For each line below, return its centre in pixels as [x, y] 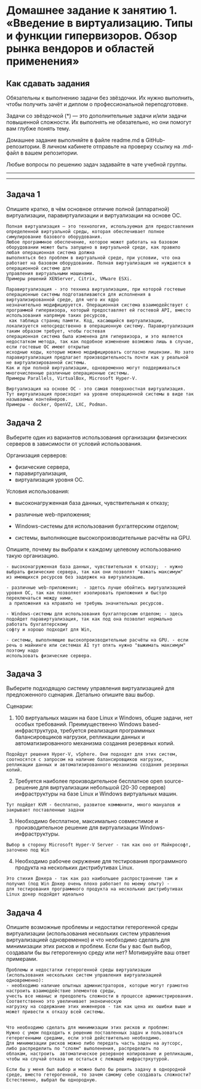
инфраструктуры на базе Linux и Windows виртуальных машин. [96, 794]
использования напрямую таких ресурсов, [57, 315]
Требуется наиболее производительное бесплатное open [89, 781]
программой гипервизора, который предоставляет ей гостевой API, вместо [99, 310]
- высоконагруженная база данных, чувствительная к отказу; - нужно [95, 567]
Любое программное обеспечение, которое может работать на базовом [92, 242]
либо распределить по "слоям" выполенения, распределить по [83, 1049]
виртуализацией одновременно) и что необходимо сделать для [88, 940]
